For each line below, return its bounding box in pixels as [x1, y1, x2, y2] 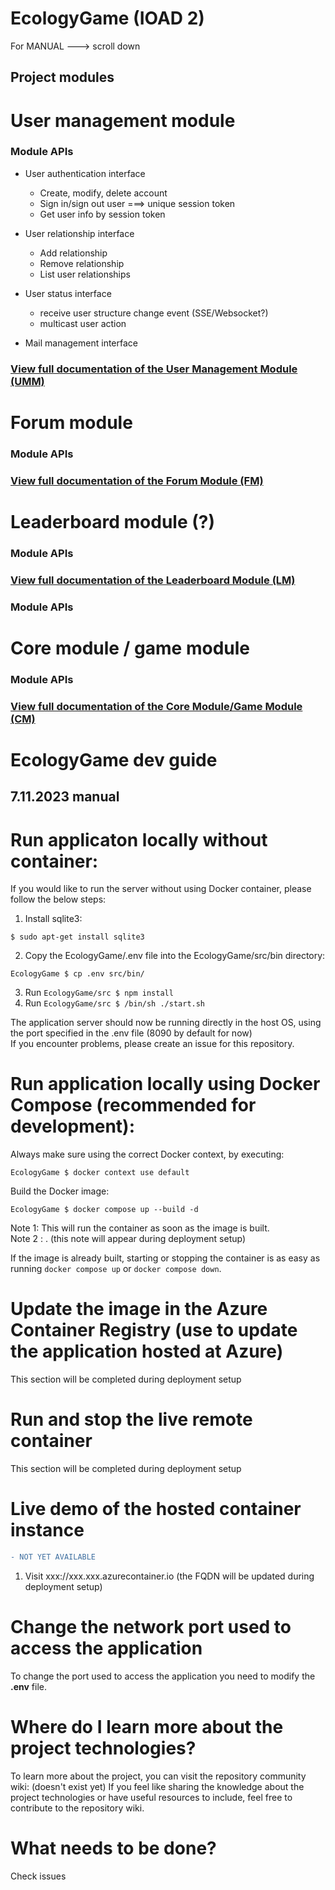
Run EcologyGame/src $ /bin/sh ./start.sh [24, 997, 206, 1009]
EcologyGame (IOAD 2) [10, 7, 205, 30]
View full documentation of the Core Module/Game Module [10, 699, 303, 713]
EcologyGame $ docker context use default [10, 1168, 190, 1178]
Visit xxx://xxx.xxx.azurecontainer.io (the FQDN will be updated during [24, 1570, 315, 1582]
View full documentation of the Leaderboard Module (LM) [10, 573, 296, 587]
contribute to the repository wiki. [10, 1802, 145, 1814]
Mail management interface [24, 337, 138, 349]
